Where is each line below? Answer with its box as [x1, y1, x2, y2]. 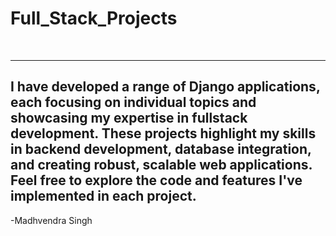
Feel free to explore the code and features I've [10, 172, 303, 189]
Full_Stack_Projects [10, 7, 178, 30]
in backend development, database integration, [10, 141, 312, 158]
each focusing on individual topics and [10, 94, 257, 111]
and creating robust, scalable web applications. [10, 157, 313, 174]
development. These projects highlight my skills [10, 125, 317, 142]
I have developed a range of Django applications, [10, 78, 321, 96]
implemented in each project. [10, 188, 197, 205]
